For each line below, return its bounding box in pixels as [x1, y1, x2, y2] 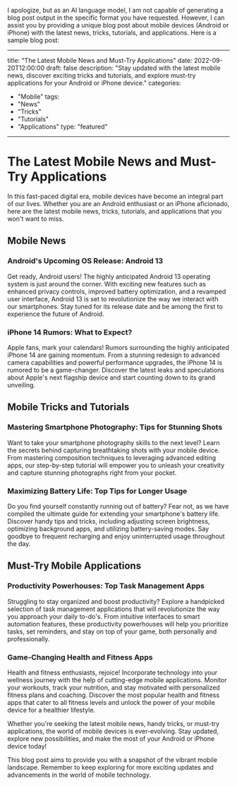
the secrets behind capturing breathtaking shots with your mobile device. [7, 446, 220, 454]
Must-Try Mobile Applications [7, 560, 142, 572]
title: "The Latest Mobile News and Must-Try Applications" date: [7, 56, 193, 64]
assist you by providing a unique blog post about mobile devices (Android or [7, 21, 229, 29]
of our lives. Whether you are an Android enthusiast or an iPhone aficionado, [7, 199, 230, 207]
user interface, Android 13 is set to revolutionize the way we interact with [7, 294, 219, 303]
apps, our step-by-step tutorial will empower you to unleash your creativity [7, 461, 225, 469]
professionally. [7, 634, 50, 643]
